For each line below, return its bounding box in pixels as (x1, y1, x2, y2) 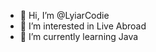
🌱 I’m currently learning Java (19, 31, 139, 42)
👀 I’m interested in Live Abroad (19, 20, 147, 32)
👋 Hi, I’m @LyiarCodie (19, 10, 110, 21)
